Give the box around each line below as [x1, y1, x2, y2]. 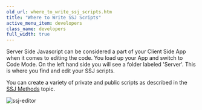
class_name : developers [6, 25, 67, 32]
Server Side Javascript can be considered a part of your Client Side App [6, 48, 186, 55]
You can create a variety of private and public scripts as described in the [6, 79, 187, 86]
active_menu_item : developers [6, 20, 83, 26]
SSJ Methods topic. [6, 85, 56, 92]
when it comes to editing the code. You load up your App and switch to [6, 54, 183, 62]
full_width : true [6, 31, 50, 37]
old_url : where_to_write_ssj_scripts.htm [6, 8, 112, 15]
